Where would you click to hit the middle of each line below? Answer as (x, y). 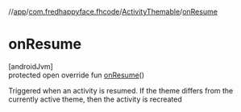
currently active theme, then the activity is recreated (96, 99)
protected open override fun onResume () (77, 75)
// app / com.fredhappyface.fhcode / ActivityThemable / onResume (113, 12)
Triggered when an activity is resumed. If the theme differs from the (121, 90)
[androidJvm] (31, 66)
